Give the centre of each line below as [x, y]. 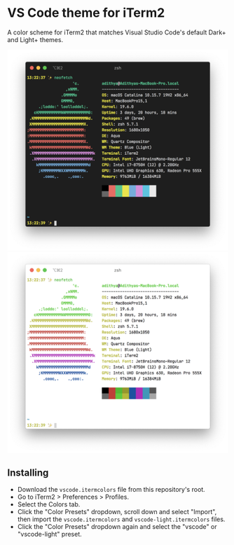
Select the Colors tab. [49, 504]
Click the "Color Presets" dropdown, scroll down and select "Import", [117, 512]
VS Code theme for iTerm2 [86, 13]
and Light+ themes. [35, 39]
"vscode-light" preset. [49, 534]
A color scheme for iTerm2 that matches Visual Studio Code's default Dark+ [117, 32]
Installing [28, 472]
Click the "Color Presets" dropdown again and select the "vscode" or [117, 527]
